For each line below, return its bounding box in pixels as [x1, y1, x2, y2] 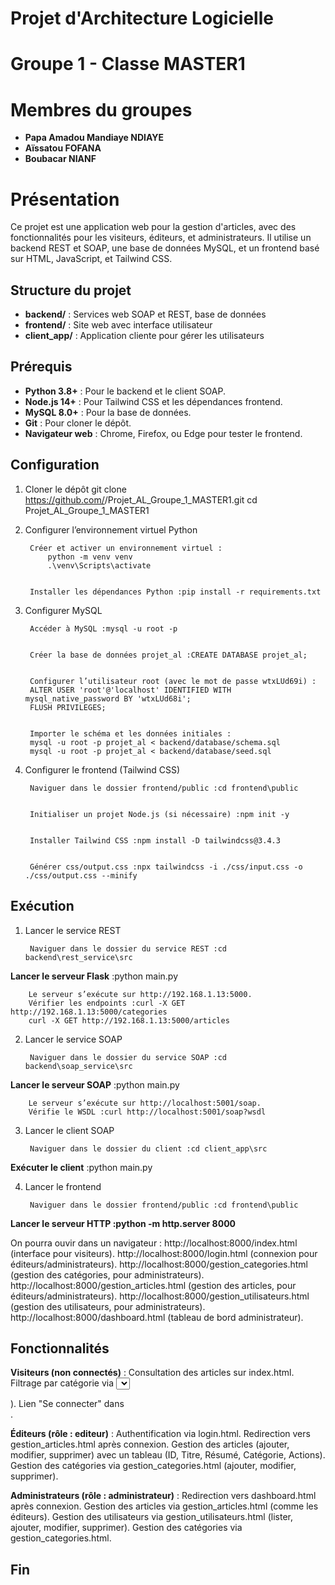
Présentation [10, 188, 120, 211]
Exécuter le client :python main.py [10, 1161, 153, 1173]
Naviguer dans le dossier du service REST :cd [29, 943, 227, 954]
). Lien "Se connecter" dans [10, 1398, 125, 1410]
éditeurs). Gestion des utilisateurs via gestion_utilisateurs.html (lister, [10, 1511, 293, 1523]
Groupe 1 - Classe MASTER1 [10, 53, 246, 76]
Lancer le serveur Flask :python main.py [10, 970, 179, 982]
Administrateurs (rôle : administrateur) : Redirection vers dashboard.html [10, 1490, 317, 1502]
